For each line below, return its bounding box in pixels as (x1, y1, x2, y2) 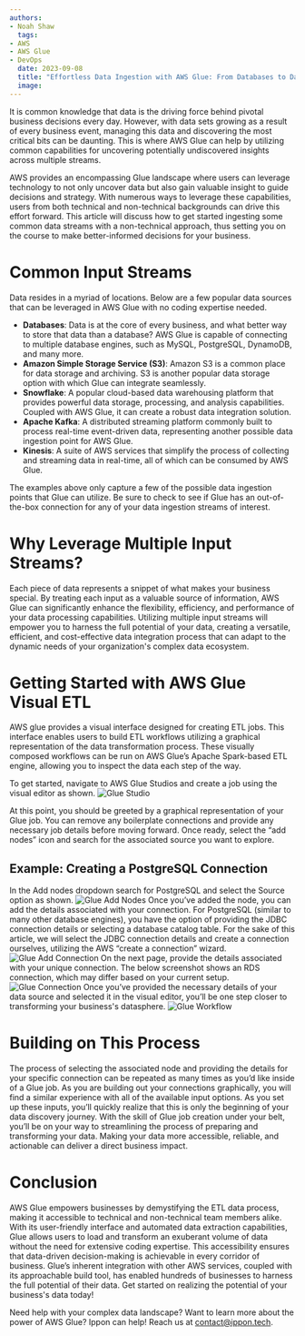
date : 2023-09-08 (17, 65, 84, 74)
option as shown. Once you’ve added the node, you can (9, 895, 291, 906)
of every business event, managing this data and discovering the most (9, 125, 272, 137)
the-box (9, 501, 39, 512)
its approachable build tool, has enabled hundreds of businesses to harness (9, 1270, 293, 1281)
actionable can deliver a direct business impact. (9, 1140, 189, 1151)
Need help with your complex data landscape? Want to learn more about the (9, 1307, 295, 1318)
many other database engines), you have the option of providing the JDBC (9, 914, 288, 925)
